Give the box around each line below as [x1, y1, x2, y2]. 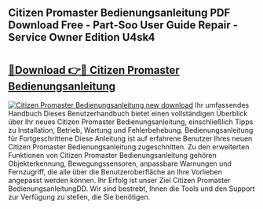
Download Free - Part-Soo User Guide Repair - [8, 19, 238, 32]
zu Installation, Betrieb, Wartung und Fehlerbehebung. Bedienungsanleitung [8, 126, 254, 134]
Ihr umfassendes [195, 101, 250, 109]
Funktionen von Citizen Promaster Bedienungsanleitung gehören [8, 151, 217, 159]
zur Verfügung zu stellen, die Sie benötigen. [8, 192, 151, 201]
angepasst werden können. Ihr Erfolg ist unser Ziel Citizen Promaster [8, 176, 231, 185]
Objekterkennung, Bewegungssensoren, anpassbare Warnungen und [8, 159, 232, 168]
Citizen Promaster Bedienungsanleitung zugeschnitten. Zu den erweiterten [8, 142, 250, 152]
